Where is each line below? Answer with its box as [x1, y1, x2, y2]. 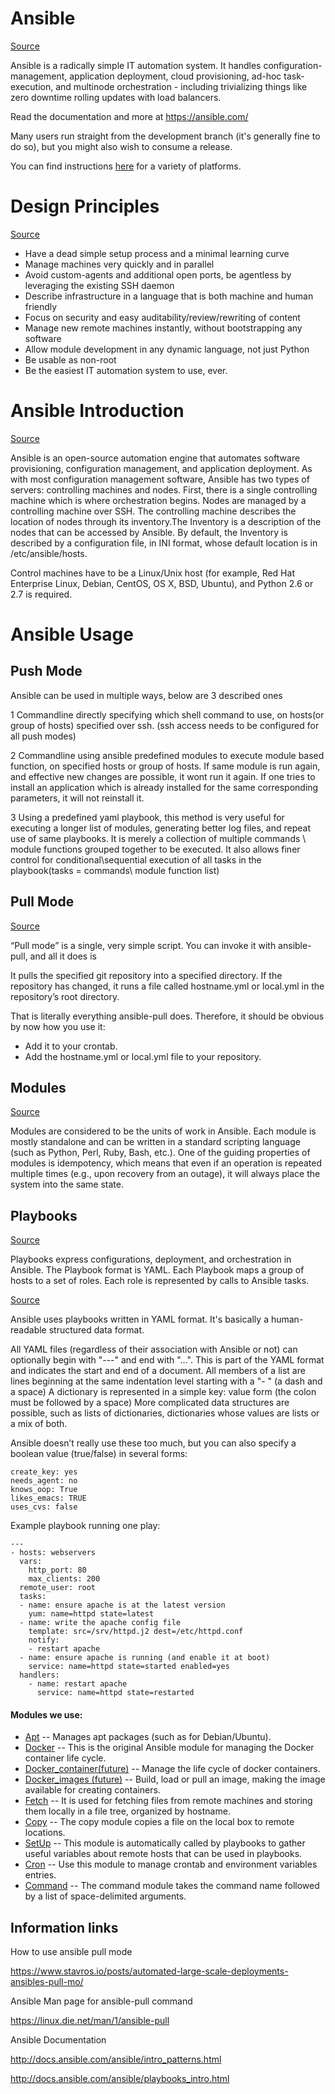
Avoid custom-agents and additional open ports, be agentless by [24, 268, 292, 281]
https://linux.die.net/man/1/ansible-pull [10, 2015, 170, 2027]
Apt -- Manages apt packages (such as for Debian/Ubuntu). [24, 1731, 272, 1743]
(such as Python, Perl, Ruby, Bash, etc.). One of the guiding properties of [10, 1147, 311, 1159]
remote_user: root [19, 1583, 97, 1593]
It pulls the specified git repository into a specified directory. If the [10, 969, 283, 981]
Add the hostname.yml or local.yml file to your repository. [24, 1050, 262, 1062]
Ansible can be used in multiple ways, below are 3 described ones [10, 689, 283, 701]
